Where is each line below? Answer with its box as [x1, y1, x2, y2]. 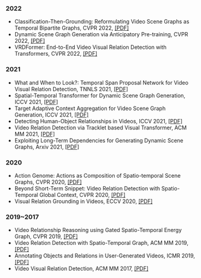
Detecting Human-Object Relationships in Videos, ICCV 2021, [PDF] [14, 117, 183, 124]
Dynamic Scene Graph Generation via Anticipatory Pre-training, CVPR [14, 31, 188, 38]
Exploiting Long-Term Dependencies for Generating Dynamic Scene [14, 137, 183, 144]
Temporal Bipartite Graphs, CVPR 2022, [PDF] [14, 24, 129, 31]
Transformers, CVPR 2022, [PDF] [14, 50, 98, 57]
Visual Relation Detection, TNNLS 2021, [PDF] [14, 85, 129, 92]
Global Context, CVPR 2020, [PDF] [39, 191, 126, 198]
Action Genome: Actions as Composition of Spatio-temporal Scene [14, 172, 181, 179]
